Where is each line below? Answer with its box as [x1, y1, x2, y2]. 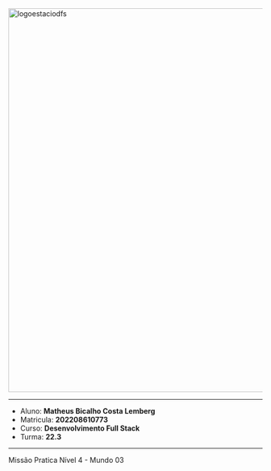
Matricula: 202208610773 [19, 415, 109, 424]
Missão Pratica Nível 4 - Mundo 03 [8, 456, 124, 465]
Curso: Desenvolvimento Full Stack [19, 423, 140, 433]
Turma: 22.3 [19, 432, 62, 441]
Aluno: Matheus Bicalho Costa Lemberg [19, 406, 156, 415]
